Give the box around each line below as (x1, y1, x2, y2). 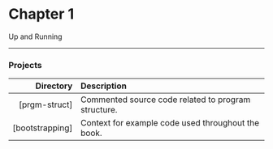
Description (80, 80, 128, 92)
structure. (80, 104, 118, 116)
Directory (35, 80, 73, 92)
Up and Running (8, 32, 63, 41)
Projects (8, 59, 42, 70)
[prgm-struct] (19, 99, 73, 110)
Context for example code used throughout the (80, 117, 260, 129)
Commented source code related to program (80, 94, 251, 105)
